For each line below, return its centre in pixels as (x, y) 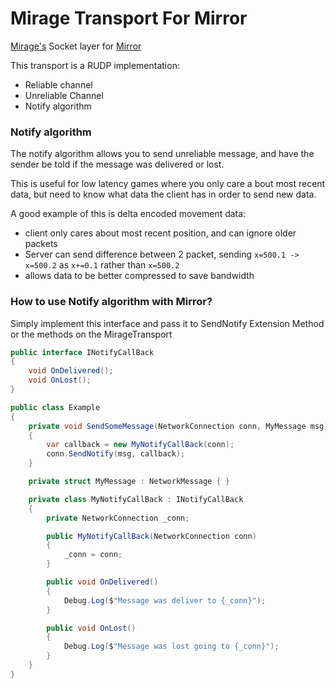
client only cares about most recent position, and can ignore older (160, 233)
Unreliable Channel (64, 95)
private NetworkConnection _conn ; (118, 518)
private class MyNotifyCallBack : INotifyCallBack (136, 499)
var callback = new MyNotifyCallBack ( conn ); (140, 445)
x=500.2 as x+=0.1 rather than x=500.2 (102, 265)
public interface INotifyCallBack (82, 352)
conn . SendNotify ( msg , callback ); (116, 454)
